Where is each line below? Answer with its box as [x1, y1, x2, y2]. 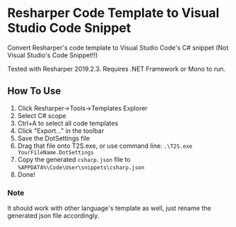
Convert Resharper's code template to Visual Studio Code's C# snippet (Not [7, 43, 229, 52]
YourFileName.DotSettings [17, 149, 94, 156]
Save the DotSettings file [17, 134, 90, 142]
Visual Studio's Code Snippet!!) [7, 51, 98, 59]
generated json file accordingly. [7, 211, 100, 220]
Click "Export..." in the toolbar [17, 126, 105, 135]
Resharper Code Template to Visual [7, 5, 220, 21]
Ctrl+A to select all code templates [17, 119, 119, 127]
